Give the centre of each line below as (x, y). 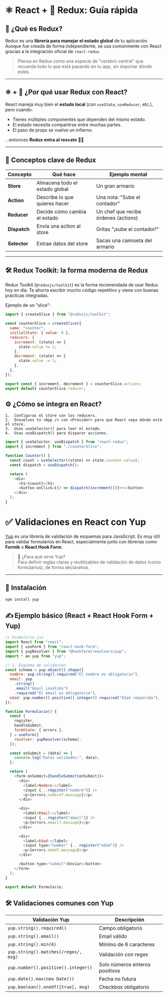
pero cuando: (19, 109)
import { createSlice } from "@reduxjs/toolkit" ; (58, 315)
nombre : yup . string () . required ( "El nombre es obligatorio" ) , (75, 674)
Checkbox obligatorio (124, 987)
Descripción (129, 920)
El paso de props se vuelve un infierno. (53, 130)
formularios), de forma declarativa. (53, 567)
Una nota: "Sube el (118, 197)
